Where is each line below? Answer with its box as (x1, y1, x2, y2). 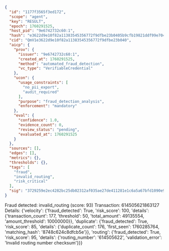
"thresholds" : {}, (9, 160, 48, 165)
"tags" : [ (9, 164, 30, 170)
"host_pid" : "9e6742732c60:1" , (9, 28, 75, 33)
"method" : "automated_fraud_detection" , (18, 61, 104, 66)
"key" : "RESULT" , (9, 19, 46, 24)
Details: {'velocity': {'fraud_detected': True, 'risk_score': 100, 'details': (5, 207, 149, 214)
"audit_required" (23, 89, 59, 95)
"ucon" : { (14, 75, 35, 80)
